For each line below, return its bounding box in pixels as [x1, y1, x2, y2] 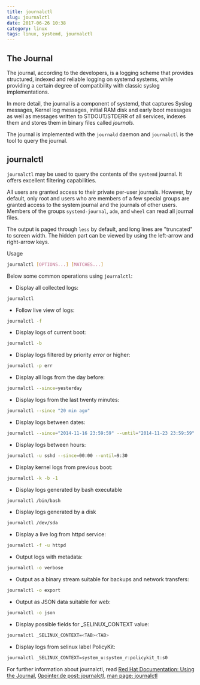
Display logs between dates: [15, 418, 86, 426]
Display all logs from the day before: [15, 374, 105, 381]
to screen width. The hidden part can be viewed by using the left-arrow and [7, 232, 193, 239]
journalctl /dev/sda [7, 520, 59, 526]
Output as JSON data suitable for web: [15, 598, 111, 605]
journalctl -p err [7, 363, 53, 369]
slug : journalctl [7, 14, 50, 20]
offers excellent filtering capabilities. [7, 176, 96, 184]
